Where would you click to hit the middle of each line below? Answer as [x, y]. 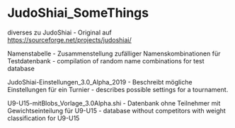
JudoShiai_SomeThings [78, 13]
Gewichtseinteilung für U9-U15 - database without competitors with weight [117, 110]
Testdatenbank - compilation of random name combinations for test [106, 60]
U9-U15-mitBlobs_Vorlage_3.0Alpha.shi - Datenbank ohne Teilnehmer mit [114, 103]
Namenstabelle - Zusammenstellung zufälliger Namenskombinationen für [114, 53]
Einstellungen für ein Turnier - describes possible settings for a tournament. [118, 89]
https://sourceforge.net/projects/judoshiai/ [70, 39]
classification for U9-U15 [44, 118]
